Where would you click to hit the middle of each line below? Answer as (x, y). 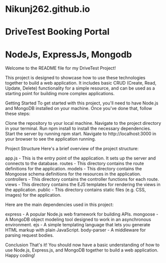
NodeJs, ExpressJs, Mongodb (69, 54)
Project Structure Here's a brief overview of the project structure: (72, 149)
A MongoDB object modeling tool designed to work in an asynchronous (78, 219)
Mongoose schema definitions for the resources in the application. (73, 174)
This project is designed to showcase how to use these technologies (75, 78)
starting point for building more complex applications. (60, 94)
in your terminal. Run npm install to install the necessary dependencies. (78, 129)
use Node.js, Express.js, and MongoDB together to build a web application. (82, 250)
